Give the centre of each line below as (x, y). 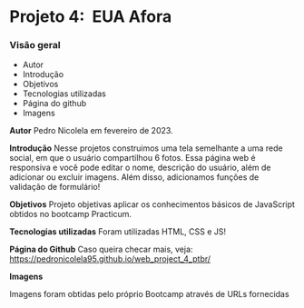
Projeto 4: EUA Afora (91, 17)
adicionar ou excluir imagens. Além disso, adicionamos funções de (134, 177)
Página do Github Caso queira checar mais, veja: (101, 249)
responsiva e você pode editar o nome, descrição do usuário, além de (140, 168)
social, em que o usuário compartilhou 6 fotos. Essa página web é (132, 158)
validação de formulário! (55, 187)
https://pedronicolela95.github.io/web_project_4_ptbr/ (110, 259)
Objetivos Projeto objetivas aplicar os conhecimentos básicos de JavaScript (152, 204)
